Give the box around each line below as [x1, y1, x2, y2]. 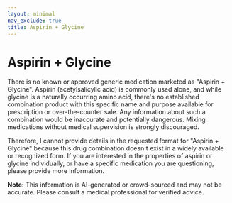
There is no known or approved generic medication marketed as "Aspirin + [7, 77, 226, 86]
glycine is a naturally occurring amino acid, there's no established [7, 93, 200, 101]
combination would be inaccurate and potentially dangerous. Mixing [7, 115, 206, 124]
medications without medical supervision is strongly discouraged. [7, 123, 200, 131]
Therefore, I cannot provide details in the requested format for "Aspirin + [7, 136, 219, 146]
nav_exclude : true [7, 17, 62, 24]
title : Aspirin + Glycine [7, 23, 84, 31]
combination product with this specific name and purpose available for [7, 100, 214, 109]
